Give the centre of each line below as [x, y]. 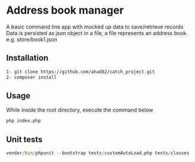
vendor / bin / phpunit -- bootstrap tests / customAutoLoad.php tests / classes [98, 153]
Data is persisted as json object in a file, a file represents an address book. [97, 33]
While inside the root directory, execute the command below [80, 110]
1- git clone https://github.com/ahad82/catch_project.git [81, 72]
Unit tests [24, 139]
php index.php [24, 121]
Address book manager [65, 10]
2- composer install [32, 77]
